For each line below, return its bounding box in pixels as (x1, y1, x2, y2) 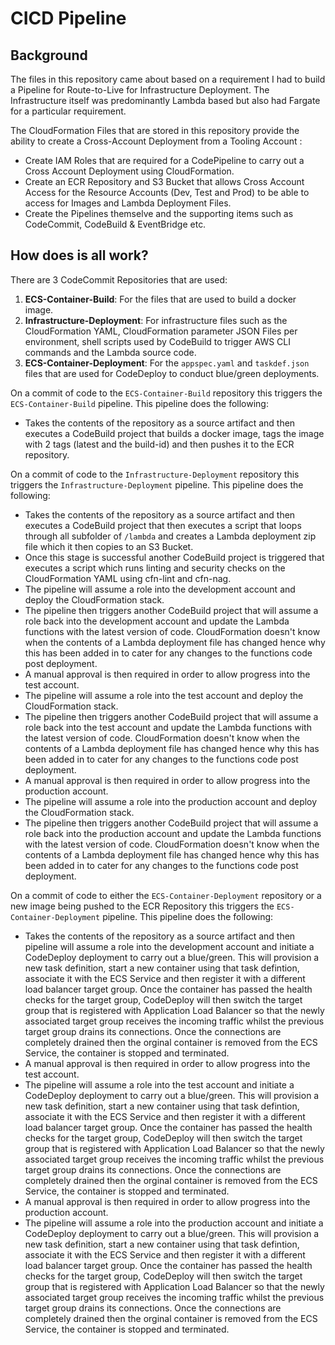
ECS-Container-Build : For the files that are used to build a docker (24, 293, 297, 305)
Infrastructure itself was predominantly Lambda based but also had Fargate (10, 95, 321, 106)
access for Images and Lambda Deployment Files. (24, 197, 232, 209)
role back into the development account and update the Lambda (24, 615, 290, 627)
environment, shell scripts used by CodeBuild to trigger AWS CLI (24, 335, 292, 347)
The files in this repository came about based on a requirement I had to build (10, 73, 326, 85)
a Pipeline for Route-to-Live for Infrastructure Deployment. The (10, 84, 270, 96)
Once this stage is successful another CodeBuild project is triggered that (24, 551, 325, 563)
